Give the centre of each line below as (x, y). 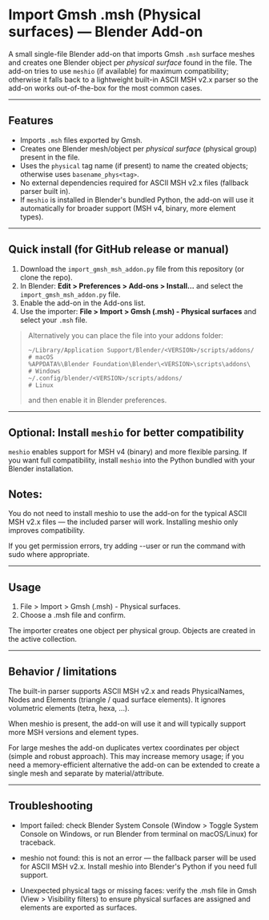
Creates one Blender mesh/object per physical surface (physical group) (139, 148)
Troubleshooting (51, 806)
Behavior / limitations (63, 672)
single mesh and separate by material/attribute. (86, 773)
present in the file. (50, 157)
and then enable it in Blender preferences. (97, 400)
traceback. (38, 842)
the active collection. (43, 639)
